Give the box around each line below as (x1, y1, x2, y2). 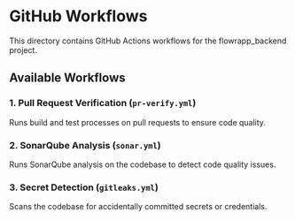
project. (9, 44, 38, 55)
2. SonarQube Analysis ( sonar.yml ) (9, 139, 161, 151)
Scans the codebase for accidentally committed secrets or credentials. (9, 201, 268, 212)
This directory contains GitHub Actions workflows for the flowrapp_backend (9, 35, 287, 46)
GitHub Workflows (9, 6, 148, 27)
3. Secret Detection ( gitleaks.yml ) (9, 181, 159, 193)
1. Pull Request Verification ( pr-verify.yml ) (9, 97, 197, 110)
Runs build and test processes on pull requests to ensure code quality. (9, 117, 266, 127)
